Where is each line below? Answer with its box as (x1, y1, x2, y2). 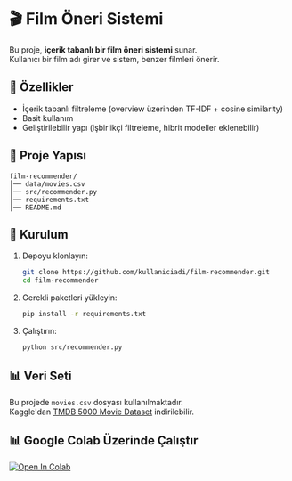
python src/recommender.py (21, 343, 123, 352)
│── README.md (9, 203, 62, 212)
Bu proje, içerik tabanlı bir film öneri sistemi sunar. (9, 44, 198, 55)
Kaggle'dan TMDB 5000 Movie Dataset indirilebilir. (9, 406, 194, 417)
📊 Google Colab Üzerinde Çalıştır (9, 433, 199, 448)
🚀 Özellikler (9, 79, 74, 95)
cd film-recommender (21, 276, 99, 285)
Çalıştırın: (21, 326, 58, 336)
